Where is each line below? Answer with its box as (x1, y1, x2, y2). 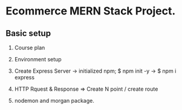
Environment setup (14, 56, 62, 63)
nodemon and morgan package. (14, 97, 94, 104)
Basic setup (5, 28, 51, 38)
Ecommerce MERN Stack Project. (5, 4, 176, 18)
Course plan (14, 44, 45, 51)
